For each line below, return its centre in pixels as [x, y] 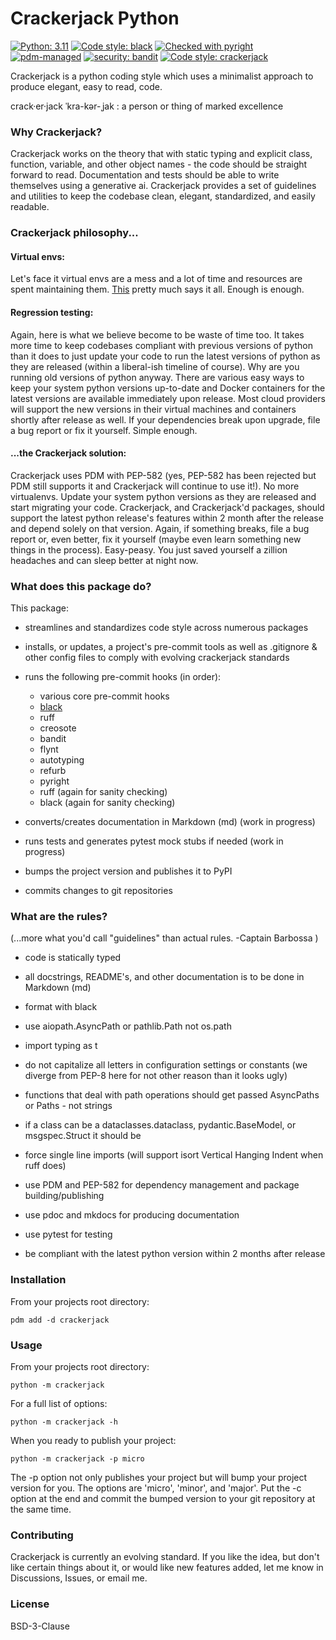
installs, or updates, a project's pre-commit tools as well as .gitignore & [171, 647]
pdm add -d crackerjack [60, 1320]
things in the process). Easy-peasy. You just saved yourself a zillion [149, 549]
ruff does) [45, 1166]
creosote [58, 728]
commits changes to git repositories [98, 891]
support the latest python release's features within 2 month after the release [167, 518]
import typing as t [61, 1046]
